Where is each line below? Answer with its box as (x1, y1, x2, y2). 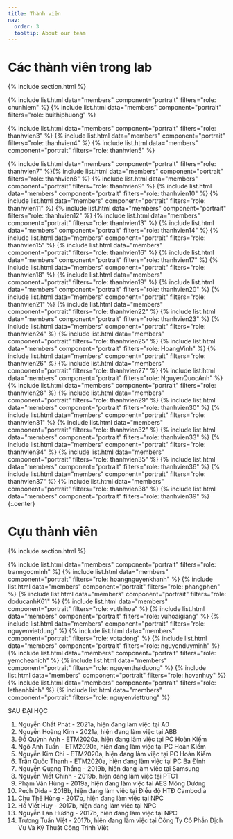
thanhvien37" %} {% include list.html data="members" (8, 478, 164, 486)
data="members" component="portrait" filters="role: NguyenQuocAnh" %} (8, 374, 223, 382)
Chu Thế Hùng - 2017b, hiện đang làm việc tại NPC (17, 794, 164, 803)
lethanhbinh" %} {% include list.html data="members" (8, 686, 162, 694)
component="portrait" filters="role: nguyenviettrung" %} (8, 693, 171, 702)
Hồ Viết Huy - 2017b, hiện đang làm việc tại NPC (17, 801, 157, 810)
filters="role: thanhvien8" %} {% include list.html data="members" (8, 174, 198, 183)
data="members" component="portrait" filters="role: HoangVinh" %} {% (8, 345, 216, 353)
